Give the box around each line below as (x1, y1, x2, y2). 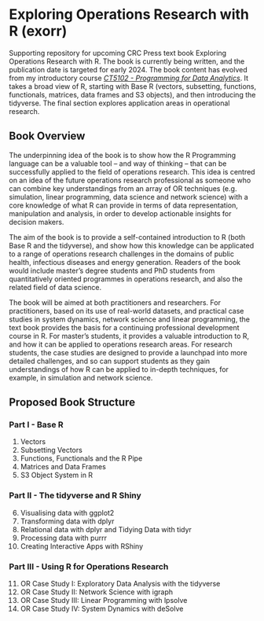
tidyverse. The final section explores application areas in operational (9, 98, 230, 108)
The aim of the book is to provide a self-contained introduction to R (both (9, 232, 246, 241)
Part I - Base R (9, 419, 64, 430)
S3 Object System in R (20, 470, 93, 480)
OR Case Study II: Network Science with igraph (20, 587, 174, 597)
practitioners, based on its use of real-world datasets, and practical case (9, 306, 244, 315)
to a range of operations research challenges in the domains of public (9, 249, 235, 259)
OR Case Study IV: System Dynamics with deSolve (20, 604, 184, 614)
